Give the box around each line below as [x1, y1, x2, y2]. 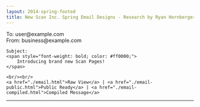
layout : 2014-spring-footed [6, 8, 76, 15]
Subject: [6, 48, 28, 54]
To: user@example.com [6, 30, 64, 37]
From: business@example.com [6, 37, 82, 44]
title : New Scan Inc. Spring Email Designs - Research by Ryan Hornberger [6, 14, 196, 20]
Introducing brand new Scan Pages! [17, 59, 105, 64]
